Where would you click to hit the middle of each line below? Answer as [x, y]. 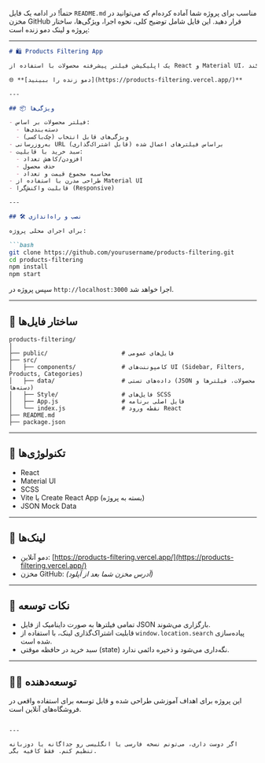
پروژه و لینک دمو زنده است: [49, 29]
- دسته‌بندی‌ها [37, 130]
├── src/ [23, 360]
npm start [25, 275]
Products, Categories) [46, 374]
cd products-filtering [46, 260]
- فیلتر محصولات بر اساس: [50, 123]
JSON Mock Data [48, 506]
